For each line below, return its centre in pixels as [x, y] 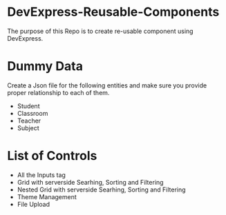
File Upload [34, 204]
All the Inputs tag [41, 175]
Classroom [32, 113]
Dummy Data [45, 66]
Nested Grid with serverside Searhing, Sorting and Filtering [101, 190]
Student [28, 106]
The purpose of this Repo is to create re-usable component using [100, 31]
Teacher [29, 121]
